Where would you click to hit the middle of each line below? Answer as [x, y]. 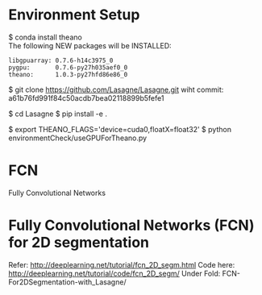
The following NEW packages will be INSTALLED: [90, 45]
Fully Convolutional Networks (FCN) [132, 225]
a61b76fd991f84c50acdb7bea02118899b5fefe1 [86, 98]
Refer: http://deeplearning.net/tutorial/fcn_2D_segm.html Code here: [122, 264]
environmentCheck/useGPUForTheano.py [78, 138]
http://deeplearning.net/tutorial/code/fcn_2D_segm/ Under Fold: [114, 273]
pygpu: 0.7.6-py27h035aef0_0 [68, 67]
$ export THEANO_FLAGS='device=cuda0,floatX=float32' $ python [120, 129]
